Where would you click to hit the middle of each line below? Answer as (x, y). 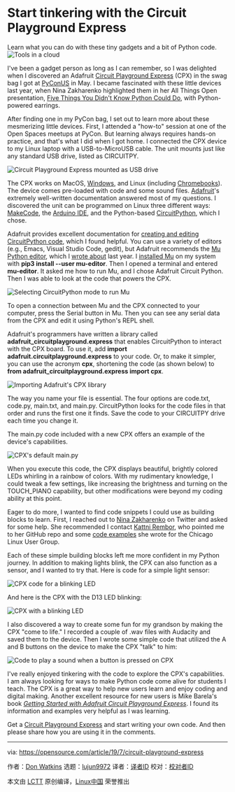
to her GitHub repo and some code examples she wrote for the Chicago (110, 534)
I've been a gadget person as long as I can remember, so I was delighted (112, 68)
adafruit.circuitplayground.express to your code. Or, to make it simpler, (112, 356)
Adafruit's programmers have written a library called (83, 334)
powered (20, 105)
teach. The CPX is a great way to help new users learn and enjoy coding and (117, 688)
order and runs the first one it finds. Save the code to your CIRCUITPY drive (116, 413)
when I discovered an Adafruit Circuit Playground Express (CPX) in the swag (117, 76)
